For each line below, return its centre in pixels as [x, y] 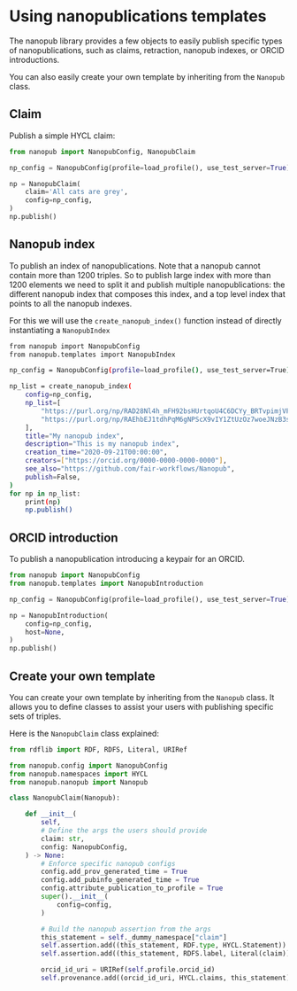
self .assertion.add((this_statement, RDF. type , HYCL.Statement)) [164, 946]
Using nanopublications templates [138, 16]
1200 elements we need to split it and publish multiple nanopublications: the [147, 285]
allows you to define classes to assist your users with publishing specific [141, 706]
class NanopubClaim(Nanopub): [65, 798]
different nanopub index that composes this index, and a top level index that [147, 293]
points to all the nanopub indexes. [71, 303]
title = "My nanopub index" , [75, 436]
